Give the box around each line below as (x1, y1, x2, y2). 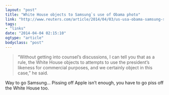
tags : (5, 21, 17, 27)
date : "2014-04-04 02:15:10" (5, 31, 66, 36)
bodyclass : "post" (5, 40, 44, 45)
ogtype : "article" (5, 36, 44, 41)
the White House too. (5, 85, 49, 91)
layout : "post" (5, 7, 37, 13)
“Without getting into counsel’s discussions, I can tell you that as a (17, 54, 155, 60)
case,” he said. (17, 70, 49, 76)
